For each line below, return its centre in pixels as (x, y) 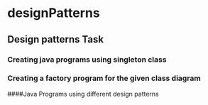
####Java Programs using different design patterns (83, 94)
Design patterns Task (56, 39)
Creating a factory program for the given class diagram (104, 78)
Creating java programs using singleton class (87, 60)
